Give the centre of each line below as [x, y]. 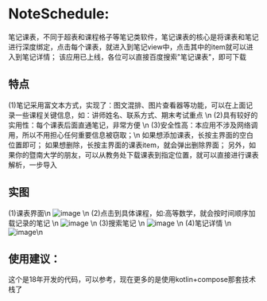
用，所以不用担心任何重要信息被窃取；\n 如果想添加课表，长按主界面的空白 [131, 135]
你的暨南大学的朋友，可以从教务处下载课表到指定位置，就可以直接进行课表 [137, 154]
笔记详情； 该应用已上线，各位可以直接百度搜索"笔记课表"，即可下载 [134, 57]
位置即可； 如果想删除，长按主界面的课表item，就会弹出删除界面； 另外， [129, 145]
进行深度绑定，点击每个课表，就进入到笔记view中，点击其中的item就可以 [127, 47]
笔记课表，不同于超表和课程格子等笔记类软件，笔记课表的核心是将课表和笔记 [133, 37]
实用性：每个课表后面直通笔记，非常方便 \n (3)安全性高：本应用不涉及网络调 [133, 125]
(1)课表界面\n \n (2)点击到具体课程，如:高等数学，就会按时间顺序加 [132, 213]
